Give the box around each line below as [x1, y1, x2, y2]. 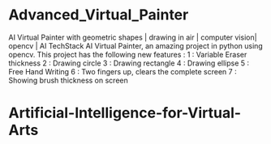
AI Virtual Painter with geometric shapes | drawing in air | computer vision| [8, 32, 257, 42]
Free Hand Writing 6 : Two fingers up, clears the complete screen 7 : [8, 66, 237, 76]
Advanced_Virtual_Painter [8, 6, 189, 24]
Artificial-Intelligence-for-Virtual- [8, 104, 242, 122]
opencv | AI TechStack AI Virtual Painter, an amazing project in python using [8, 40, 264, 50]
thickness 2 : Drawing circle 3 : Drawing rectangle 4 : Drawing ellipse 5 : [8, 58, 250, 68]
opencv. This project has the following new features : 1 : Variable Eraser [8, 49, 247, 59]
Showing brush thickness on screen [8, 75, 128, 85]
